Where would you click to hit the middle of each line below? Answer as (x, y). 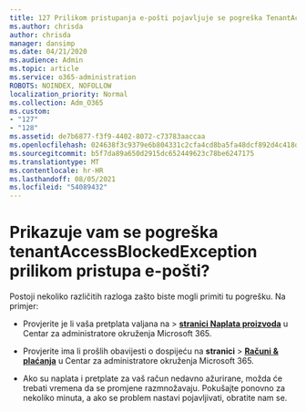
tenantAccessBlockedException (133, 252)
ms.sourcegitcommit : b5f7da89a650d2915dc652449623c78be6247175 (132, 153)
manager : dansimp (42, 43)
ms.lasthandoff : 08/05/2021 (63, 179)
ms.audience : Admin (46, 60)
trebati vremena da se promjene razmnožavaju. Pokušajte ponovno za (153, 388)
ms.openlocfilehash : (49, 145)
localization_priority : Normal (69, 94)
